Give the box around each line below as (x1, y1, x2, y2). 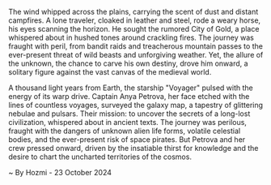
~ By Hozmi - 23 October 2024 (8, 168, 112, 177)
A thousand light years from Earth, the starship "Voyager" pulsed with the (8, 83, 253, 92)
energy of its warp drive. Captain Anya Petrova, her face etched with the (8, 92, 250, 101)
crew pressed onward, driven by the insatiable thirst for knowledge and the (8, 144, 259, 153)
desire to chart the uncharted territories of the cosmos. (8, 152, 193, 161)
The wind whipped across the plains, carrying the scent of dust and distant (8, 7, 259, 16)
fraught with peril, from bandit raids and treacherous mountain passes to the (8, 41, 263, 51)
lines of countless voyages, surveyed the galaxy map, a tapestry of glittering (8, 101, 264, 110)
